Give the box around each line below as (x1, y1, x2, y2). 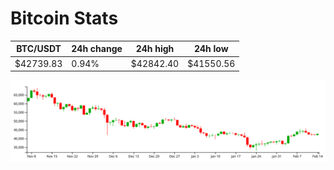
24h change (71, 43, 123, 55)
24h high (135, 43, 175, 55)
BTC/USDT (16, 43, 62, 55)
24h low (193, 43, 229, 55)
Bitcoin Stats (10, 7, 119, 30)
